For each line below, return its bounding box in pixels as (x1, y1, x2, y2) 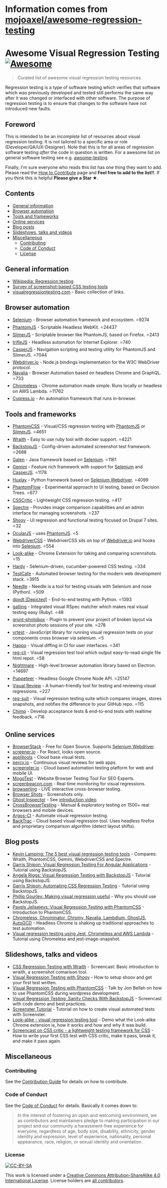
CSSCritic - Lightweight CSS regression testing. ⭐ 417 (12, 497, 122, 503)
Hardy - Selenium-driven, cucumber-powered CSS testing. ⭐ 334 (12, 564, 146, 570)
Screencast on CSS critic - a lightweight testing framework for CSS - (12, 1027, 154, 1033)
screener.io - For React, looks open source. (12, 749, 102, 755)
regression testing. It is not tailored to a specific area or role (5, 138, 128, 144)
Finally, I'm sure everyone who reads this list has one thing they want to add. (5, 164, 163, 170)
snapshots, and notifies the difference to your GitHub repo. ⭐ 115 (12, 701, 144, 707)
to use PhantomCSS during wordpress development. (12, 990, 121, 996)
